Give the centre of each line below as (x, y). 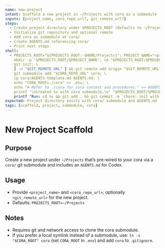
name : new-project (24, 10)
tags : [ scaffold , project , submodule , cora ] (51, 106)
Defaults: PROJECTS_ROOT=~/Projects (48, 202)
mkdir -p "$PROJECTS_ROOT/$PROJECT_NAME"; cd (61, 60)
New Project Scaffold (49, 130)
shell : (12, 51)
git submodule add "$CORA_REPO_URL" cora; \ (60, 74)
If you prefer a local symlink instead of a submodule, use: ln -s (76, 235)
